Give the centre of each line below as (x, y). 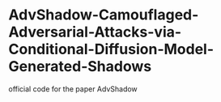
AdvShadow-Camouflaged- (104, 15)
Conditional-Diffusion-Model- (111, 49)
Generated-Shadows (80, 67)
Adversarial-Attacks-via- (95, 32)
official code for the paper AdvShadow (73, 89)
